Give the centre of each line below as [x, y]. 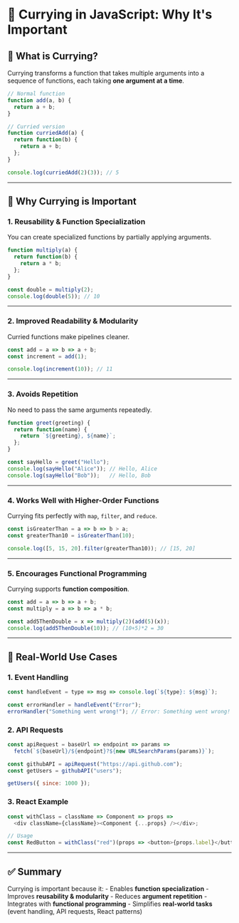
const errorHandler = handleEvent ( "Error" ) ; [74, 705]
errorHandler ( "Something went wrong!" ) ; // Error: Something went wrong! [119, 711]
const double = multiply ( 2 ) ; [51, 289]
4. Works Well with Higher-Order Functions [84, 500]
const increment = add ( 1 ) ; [47, 356]
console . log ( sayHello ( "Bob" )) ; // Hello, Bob [79, 475]
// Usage [20, 836]
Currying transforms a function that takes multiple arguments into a [106, 73]
